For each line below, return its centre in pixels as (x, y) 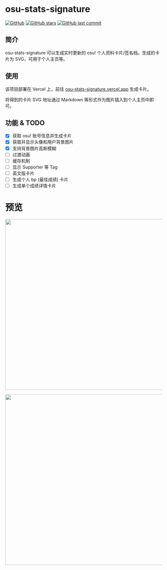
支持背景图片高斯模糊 (34, 148)
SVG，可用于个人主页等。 (41, 59)
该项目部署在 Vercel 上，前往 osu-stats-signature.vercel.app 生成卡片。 (78, 89)
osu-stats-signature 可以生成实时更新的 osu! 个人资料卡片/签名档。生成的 (80, 53)
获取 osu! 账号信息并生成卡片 (42, 136)
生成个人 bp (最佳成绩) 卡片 (40, 179)
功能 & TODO (25, 123)
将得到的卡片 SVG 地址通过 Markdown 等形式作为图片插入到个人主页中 (78, 99)
